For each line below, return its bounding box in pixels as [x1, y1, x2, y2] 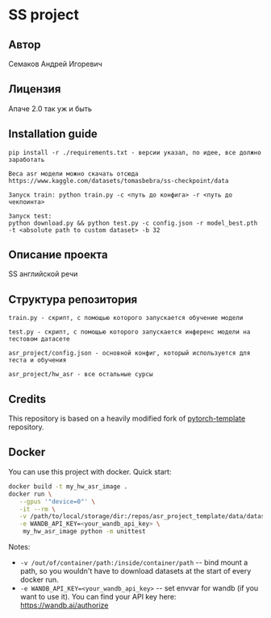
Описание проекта [8, 248, 108, 262]
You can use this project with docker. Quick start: [8, 467, 172, 476]
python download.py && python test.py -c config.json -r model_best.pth [8, 219, 258, 227]
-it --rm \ [19, 505, 56, 513]
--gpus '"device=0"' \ [19, 497, 95, 505]
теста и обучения [8, 356, 67, 364]
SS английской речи [8, 269, 78, 279]
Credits [8, 392, 47, 406]
